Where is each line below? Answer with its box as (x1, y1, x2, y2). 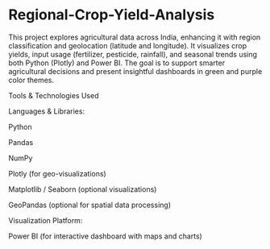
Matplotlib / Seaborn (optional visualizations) (8, 184, 157, 194)
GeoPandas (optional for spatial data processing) (8, 200, 172, 210)
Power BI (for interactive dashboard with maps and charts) (8, 231, 203, 241)
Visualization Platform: (8, 215, 83, 225)
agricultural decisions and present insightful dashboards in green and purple (8, 66, 263, 76)
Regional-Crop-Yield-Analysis (8, 6, 215, 24)
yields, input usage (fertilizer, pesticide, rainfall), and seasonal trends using (8, 49, 258, 59)
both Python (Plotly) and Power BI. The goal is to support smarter (8, 58, 226, 68)
